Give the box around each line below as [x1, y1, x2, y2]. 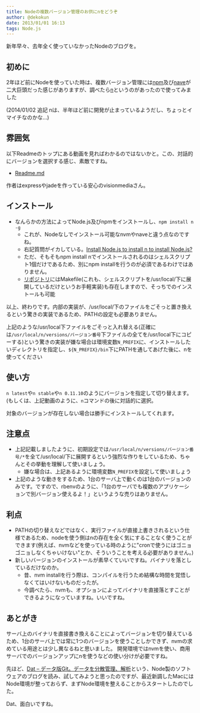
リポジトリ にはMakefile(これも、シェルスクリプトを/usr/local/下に [23, 276, 186, 283]
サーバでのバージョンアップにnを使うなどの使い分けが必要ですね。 [6, 652, 171, 659]
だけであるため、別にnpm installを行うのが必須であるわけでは [36, 261, 189, 268]
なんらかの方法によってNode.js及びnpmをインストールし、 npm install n [14, 218, 194, 225]
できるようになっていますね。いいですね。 [23, 594, 128, 601]
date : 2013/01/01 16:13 [6, 20, 65, 26]
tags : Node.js [6, 25, 42, 32]
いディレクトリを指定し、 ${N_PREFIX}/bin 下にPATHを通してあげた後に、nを [6, 345, 192, 353]
